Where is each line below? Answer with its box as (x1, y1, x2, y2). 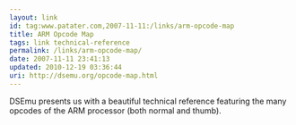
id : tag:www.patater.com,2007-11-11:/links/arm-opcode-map (9, 21, 235, 30)
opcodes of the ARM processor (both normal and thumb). (9, 104, 222, 116)
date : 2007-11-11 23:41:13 (9, 54, 110, 63)
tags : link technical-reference (9, 37, 130, 47)
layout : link (9, 12, 58, 22)
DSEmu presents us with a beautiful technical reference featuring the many (9, 96, 287, 106)
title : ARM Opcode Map (9, 29, 94, 38)
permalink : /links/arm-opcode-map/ (9, 46, 143, 55)
